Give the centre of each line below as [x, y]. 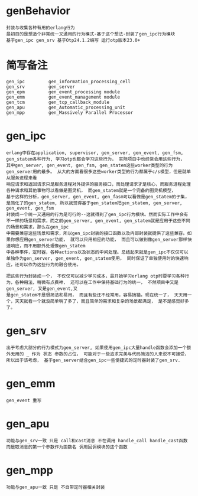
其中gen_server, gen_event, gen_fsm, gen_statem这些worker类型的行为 [90, 165]
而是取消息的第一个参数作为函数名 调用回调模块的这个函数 [67, 447]
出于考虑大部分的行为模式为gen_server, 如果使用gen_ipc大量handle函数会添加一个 [97, 347]
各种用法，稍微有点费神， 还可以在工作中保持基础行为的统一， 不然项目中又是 [97, 282]
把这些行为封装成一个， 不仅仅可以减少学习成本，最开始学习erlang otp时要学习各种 [95, 276]
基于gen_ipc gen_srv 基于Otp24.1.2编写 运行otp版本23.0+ [73, 40]
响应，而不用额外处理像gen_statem [48, 246]
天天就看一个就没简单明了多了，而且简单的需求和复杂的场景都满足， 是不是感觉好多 [102, 301]
